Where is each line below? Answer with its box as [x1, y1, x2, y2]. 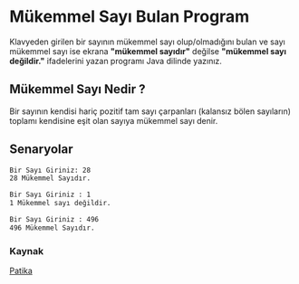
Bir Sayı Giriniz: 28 [9, 166, 92, 175]
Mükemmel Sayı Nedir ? [9, 81, 146, 97]
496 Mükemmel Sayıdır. [9, 223, 95, 232]
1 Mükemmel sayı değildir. [9, 199, 111, 208]
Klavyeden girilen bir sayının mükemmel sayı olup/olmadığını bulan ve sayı [9, 36, 285, 47]
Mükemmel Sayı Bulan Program [9, 6, 250, 27]
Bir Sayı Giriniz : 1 [9, 190, 92, 200]
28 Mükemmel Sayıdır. [9, 174, 92, 183]
